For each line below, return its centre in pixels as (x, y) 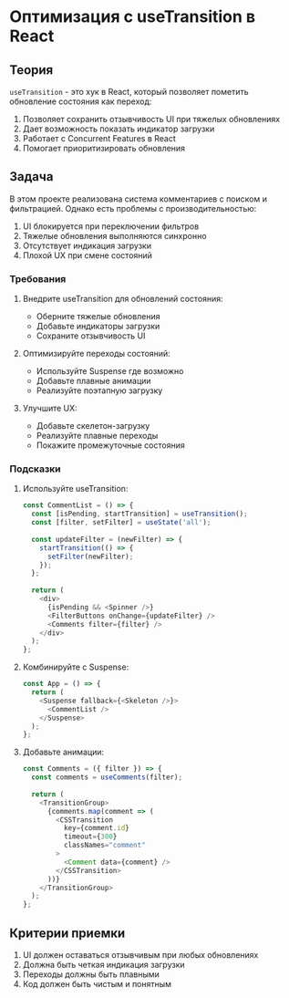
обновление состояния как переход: (81, 101)
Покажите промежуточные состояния (110, 445)
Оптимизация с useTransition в (133, 17)
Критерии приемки (67, 933)
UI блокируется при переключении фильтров (111, 226)
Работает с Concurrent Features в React (99, 138)
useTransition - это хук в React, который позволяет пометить (129, 92)
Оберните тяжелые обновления (98, 317)
